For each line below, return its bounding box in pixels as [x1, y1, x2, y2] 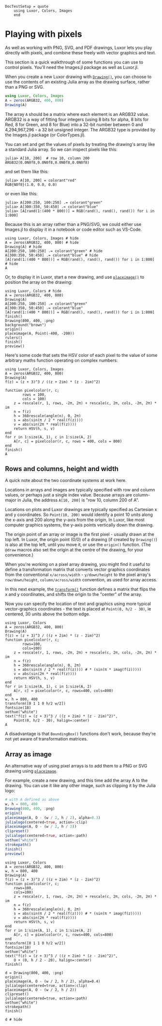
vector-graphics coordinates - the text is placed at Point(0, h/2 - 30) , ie [5, 606, 151, 612]
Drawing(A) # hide [5, 244, 42, 249]
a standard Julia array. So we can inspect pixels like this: [5, 146, 118, 152]
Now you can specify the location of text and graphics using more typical [5, 601, 151, 607]
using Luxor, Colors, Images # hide [5, 236, 79, 240]
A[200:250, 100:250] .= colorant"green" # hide [5, 248, 103, 254]
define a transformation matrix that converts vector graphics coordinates [5, 567, 150, 573]
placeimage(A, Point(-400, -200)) [5, 331, 75, 336]
